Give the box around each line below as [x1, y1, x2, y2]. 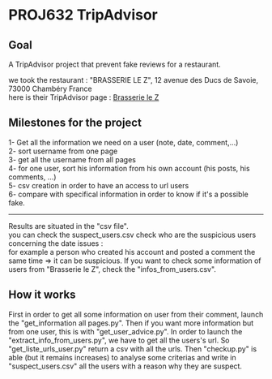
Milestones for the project [8, 116, 142, 130]
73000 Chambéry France [8, 84, 92, 93]
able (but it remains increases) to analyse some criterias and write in [8, 352, 236, 362]
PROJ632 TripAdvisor [8, 6, 158, 24]
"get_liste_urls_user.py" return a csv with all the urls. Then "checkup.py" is [8, 343, 257, 354]
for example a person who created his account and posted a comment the [8, 247, 256, 256]
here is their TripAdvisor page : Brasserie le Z [8, 93, 159, 102]
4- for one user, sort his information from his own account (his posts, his [8, 163, 250, 173]
